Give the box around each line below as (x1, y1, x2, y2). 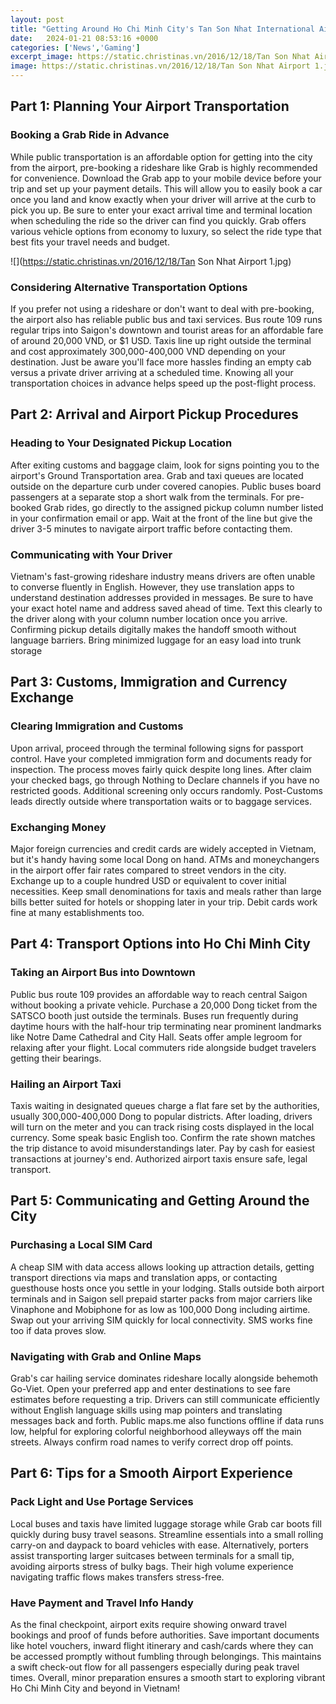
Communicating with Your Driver (10, 547, 173, 561)
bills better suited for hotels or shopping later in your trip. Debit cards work (10, 896, 318, 908)
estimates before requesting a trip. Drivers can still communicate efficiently (10, 1393, 320, 1405)
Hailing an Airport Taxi (10, 1077, 122, 1091)
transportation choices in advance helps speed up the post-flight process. (10, 377, 317, 389)
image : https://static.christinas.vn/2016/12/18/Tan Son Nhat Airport (10, 61, 311, 71)
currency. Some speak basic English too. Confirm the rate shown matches (10, 1131, 316, 1143)
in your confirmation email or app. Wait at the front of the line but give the (10, 512, 313, 524)
